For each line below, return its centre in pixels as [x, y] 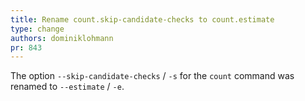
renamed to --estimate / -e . [67, 87]
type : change [37, 29]
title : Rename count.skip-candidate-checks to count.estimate [142, 19]
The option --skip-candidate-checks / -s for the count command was [152, 76]
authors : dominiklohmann [62, 38]
